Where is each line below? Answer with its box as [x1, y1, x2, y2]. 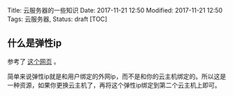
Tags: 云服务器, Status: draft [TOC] [7, 15, 108, 23]
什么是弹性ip [7, 37, 62, 49]
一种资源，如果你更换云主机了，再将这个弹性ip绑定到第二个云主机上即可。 [7, 81, 221, 89]
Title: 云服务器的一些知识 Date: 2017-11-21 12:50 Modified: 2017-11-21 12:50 [7, 6, 223, 14]
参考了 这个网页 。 [7, 57, 60, 65]
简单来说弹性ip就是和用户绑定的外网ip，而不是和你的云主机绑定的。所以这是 [7, 72, 226, 81]
